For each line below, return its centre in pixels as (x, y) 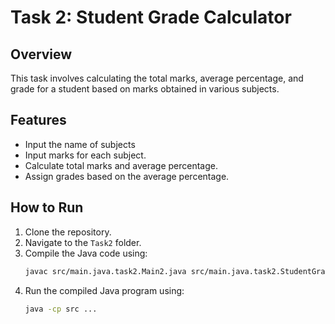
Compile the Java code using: (86, 253)
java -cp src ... (61, 309)
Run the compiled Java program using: (104, 290)
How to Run (47, 207)
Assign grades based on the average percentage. (127, 176)
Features (38, 120)
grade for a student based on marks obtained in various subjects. (145, 89)
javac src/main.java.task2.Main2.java (105, 271)
